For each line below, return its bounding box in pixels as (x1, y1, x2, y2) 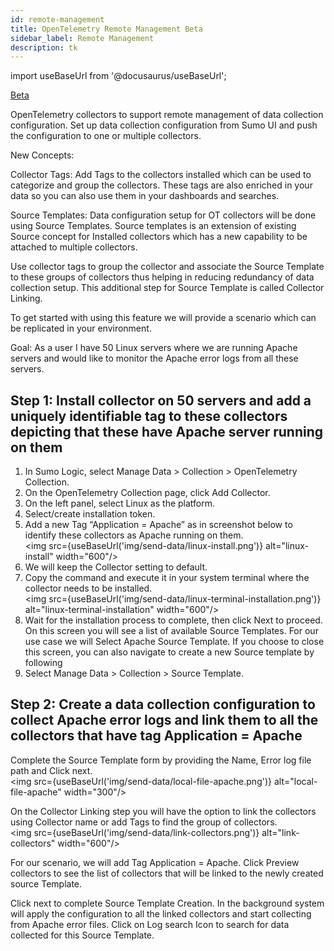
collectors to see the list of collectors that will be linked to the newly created (10, 867, 324, 879)
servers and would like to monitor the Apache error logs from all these (10, 352, 299, 365)
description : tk (10, 42, 78, 53)
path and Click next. (10, 764, 93, 776)
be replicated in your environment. (10, 322, 152, 335)
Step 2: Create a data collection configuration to (10, 696, 316, 713)
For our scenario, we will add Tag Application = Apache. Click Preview (10, 856, 300, 868)
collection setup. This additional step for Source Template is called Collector (10, 282, 325, 294)
